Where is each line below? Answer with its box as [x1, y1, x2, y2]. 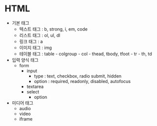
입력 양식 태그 [11, 57, 39, 63]
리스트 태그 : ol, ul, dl [19, 32, 60, 38]
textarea [26, 84, 44, 89]
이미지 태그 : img [19, 44, 52, 50]
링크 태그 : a [19, 38, 43, 44]
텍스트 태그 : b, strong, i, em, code [19, 26, 88, 32]
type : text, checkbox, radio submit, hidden [34, 73, 122, 79]
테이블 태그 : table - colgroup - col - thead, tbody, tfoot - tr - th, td [19, 50, 152, 57]
